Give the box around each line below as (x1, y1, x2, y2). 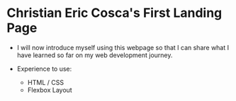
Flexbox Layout (27, 85, 72, 94)
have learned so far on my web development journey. (16, 51, 173, 59)
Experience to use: (16, 64, 72, 73)
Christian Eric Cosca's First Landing (6, 5, 223, 21)
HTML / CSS (27, 78, 64, 86)
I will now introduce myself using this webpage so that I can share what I (16, 43, 230, 52)
